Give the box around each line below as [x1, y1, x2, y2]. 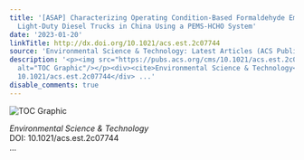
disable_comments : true [9, 80, 100, 89]
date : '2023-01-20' [9, 30, 83, 39]
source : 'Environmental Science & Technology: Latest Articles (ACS [9, 47, 273, 56]
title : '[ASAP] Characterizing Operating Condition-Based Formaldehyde [9, 13, 285, 23]
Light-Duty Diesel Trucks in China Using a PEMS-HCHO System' [17, 22, 257, 31]
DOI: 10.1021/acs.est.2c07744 [9, 132, 119, 143]
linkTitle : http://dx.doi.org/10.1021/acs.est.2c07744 [9, 38, 221, 48]
